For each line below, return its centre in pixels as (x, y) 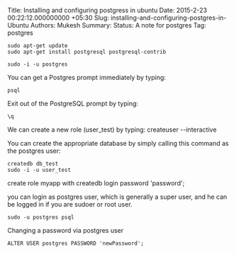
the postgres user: (34, 151)
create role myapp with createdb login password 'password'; (96, 183)
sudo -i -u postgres (38, 64)
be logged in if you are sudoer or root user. (70, 204)
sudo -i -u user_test (39, 170)
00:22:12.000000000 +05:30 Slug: (58, 18)
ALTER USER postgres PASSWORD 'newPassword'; (75, 243)
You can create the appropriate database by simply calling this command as (118, 143)
